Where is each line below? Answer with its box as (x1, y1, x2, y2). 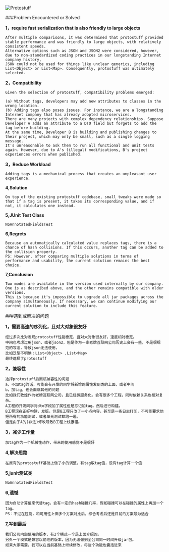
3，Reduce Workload (5, 162, 51, 167)
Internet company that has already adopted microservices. (5, 112, 132, 117)
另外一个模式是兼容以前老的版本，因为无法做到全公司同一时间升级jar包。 (5, 537, 136, 542)
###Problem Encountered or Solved (5, 15, 80, 20)
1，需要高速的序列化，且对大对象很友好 (5, 324, 87, 329)
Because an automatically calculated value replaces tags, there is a (5, 240, 157, 245)
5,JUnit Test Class (5, 212, 44, 218)
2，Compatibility (5, 80, 42, 86)
